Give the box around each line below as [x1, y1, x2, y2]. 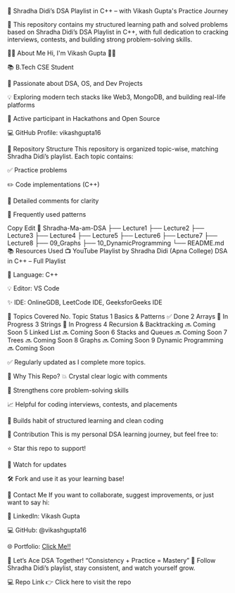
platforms [7, 101, 35, 109]
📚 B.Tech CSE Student [7, 63, 74, 71]
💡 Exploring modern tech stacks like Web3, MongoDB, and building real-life [7, 93, 227, 101]
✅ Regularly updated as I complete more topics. [7, 358, 146, 366]
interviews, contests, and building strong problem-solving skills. [7, 35, 193, 44]
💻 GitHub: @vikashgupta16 [7, 526, 87, 534]
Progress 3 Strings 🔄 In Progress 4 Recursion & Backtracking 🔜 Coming [7, 320, 216, 329]
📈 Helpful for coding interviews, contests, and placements [7, 400, 178, 408]
